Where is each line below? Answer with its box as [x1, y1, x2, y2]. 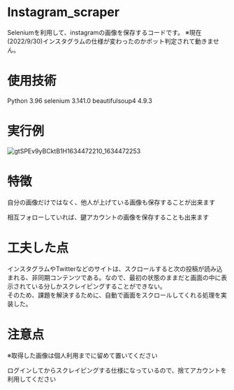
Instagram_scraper [7, 4, 120, 20]
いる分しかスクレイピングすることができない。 [31, 281, 166, 291]
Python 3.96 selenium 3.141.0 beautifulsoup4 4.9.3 [7, 96, 152, 105]
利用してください [7, 375, 57, 383]
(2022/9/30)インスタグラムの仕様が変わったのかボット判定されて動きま [7, 36, 214, 46]
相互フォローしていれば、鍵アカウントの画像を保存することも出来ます [7, 213, 210, 221]
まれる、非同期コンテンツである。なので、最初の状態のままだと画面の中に [7, 273, 221, 281]
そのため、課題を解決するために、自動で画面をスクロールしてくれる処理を [7, 291, 221, 299]
